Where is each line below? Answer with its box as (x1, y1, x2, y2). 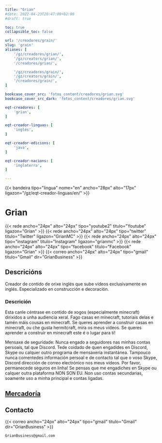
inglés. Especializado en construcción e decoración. (5, 286, 109, 292)
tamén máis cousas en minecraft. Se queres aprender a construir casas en (5, 320, 154, 326)
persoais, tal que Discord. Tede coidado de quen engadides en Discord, (5, 345, 148, 350)
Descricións (5, 268, 42, 277)
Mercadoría (5, 389, 41, 398)
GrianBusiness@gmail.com (5, 433, 55, 438)
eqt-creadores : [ (5, 105, 40, 110)
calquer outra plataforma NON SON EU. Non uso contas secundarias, (5, 370, 143, 376)
